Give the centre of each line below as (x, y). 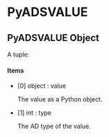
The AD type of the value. (54, 127)
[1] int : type (34, 113)
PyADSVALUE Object (53, 38)
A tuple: (18, 54)
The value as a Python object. (60, 99)
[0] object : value (42, 86)
